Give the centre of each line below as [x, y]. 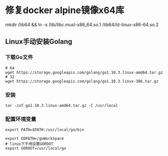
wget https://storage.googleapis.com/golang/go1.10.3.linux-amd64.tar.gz [84, 72]
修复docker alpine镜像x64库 [65, 10]
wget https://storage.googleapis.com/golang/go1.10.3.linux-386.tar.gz [82, 81]
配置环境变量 [21, 119]
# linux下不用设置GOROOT [29, 144]
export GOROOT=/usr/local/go [36, 148]
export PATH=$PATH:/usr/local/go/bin [45, 130]
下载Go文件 [19, 57]
